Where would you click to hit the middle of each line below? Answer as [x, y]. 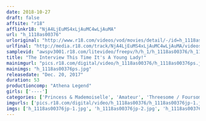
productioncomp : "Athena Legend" [49, 86]
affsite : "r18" [26, 23]
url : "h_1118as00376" [34, 35]
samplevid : [20, 52]
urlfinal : [19, 46]
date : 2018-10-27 [29, 12]
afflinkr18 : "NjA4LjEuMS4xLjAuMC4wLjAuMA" [61, 29]
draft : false [23, 18]
